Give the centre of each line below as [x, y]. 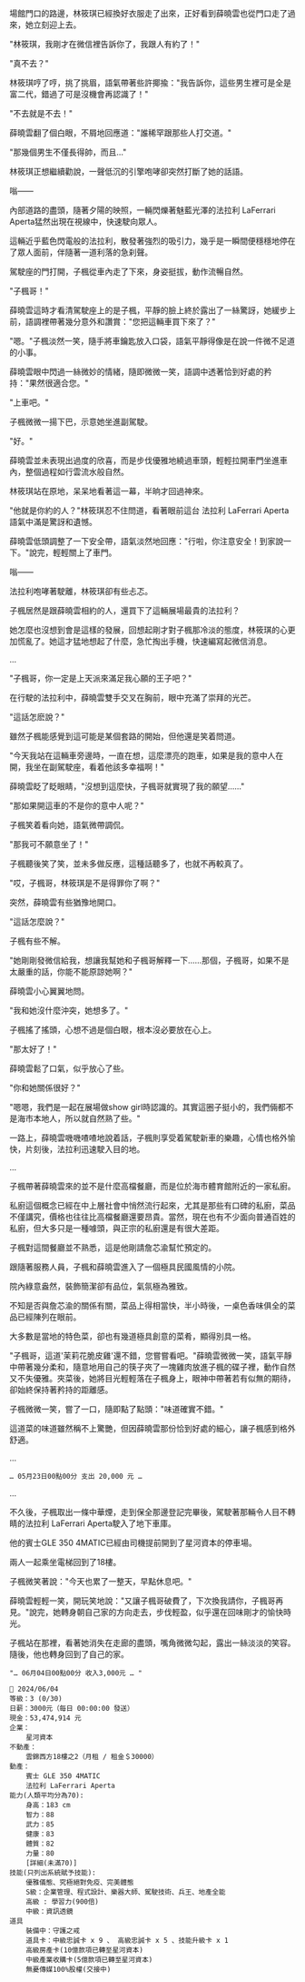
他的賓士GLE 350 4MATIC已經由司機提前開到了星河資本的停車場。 [133, 1542]
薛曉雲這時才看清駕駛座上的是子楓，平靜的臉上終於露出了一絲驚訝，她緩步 [148, 310]
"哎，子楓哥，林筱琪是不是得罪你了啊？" [85, 883]
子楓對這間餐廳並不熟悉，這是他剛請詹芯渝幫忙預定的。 [113, 1248]
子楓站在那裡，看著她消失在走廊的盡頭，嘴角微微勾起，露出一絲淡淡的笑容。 [152, 1643]
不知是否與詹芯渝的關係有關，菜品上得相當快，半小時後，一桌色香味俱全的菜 [152, 1305]
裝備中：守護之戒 [53, 1931]
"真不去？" [30, 63]
